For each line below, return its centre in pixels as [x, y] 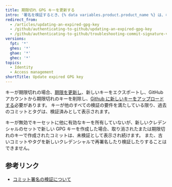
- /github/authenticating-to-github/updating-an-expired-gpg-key [81, 29]
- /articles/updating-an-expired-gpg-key [55, 24]
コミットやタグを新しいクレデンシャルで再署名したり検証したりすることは [88, 141]
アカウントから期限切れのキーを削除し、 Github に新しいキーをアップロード [85, 99]
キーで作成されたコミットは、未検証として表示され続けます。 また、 [86, 135]
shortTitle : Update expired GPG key [44, 77]
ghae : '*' [20, 53]
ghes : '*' [20, 48]
